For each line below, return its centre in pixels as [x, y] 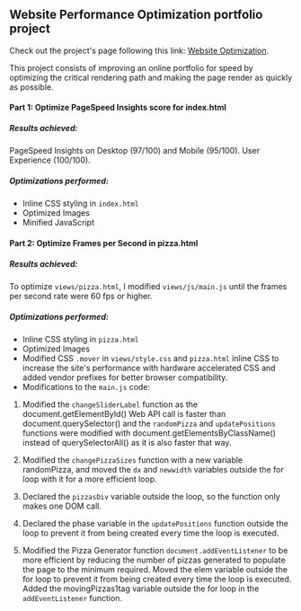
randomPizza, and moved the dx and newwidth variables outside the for [153, 469]
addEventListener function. [72, 598]
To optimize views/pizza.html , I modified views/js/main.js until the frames [148, 286]
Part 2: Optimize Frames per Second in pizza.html [104, 243]
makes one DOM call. [62, 506]
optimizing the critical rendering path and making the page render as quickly [151, 77]
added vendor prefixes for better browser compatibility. [125, 377]
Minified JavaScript [58, 223]
